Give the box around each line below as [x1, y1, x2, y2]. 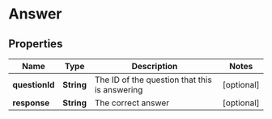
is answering [94, 84, 143, 95]
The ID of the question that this [94, 74, 212, 85]
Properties [8, 37, 63, 51]
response [12, 97, 50, 109]
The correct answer [94, 97, 170, 109]
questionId [12, 80, 55, 90]
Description [131, 61, 178, 72]
